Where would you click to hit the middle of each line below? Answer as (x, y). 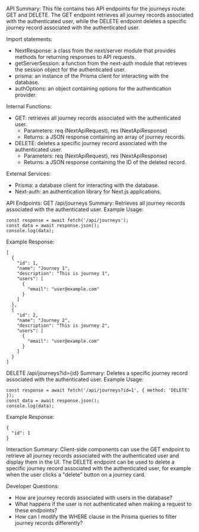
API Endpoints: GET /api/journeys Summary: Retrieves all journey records (96, 203)
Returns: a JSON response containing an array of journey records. (105, 137)
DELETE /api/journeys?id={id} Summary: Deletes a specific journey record (97, 373)
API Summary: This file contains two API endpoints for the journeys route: (96, 9)
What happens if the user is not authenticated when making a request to (103, 504)
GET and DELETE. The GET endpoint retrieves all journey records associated (100, 15)
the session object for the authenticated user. (70, 70)
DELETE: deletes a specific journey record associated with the (91, 143)
